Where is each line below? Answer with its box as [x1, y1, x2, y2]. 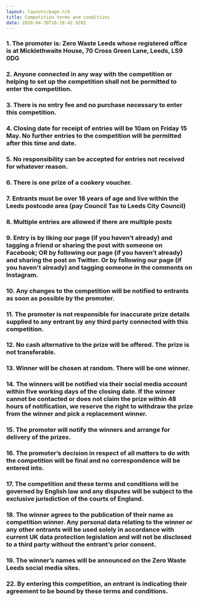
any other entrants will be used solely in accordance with [6, 525, 174, 533]
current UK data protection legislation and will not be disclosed [6, 533, 192, 541]
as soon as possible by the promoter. [6, 294, 115, 302]
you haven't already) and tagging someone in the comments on [6, 263, 193, 271]
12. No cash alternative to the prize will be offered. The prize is [6, 341, 189, 349]
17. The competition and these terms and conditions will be [6, 480, 179, 488]
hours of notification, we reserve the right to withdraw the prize [6, 402, 194, 410]
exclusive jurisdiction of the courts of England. [6, 495, 144, 503]
